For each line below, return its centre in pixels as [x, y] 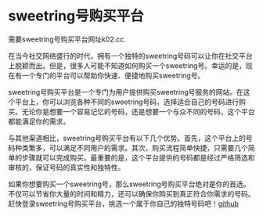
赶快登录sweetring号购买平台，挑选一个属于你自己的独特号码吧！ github [123, 203]
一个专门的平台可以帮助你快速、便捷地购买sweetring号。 [113, 75]
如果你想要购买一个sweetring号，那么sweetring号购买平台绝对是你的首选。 [129, 184]
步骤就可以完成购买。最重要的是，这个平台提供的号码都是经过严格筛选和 [138, 157]
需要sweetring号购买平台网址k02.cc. [67, 39]
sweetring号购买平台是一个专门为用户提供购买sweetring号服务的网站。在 [126, 92]
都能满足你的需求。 [39, 121]
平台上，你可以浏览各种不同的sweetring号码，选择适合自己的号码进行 [127, 102]
